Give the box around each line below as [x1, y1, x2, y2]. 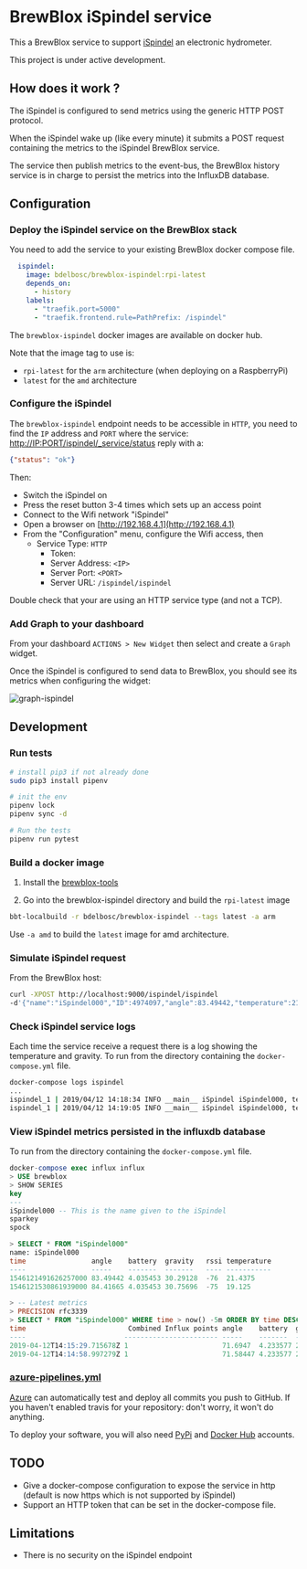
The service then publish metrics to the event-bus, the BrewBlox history [9, 160, 281, 171]
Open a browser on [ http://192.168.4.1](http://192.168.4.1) [22, 518, 235, 529]
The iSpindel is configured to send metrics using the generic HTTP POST [9, 105, 285, 116]
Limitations [9, 1526, 75, 1542]
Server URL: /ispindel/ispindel [49, 577, 172, 588]
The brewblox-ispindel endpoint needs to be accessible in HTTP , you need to [9, 418, 298, 429]
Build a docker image [9, 856, 105, 869]
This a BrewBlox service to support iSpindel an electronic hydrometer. [9, 37, 272, 48]
